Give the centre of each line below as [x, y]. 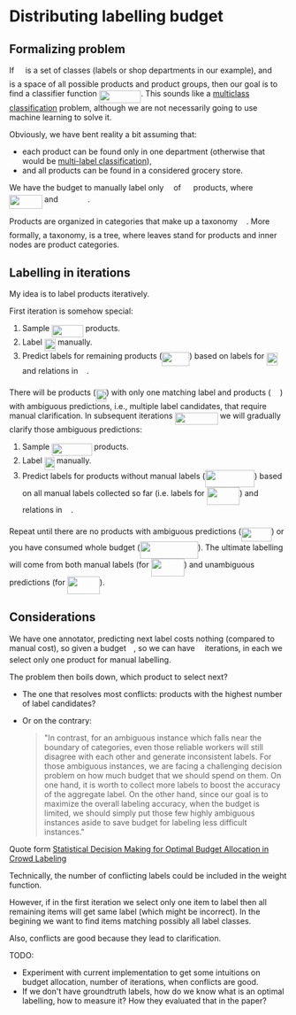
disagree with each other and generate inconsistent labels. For [158, 756]
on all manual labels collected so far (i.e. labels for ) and [140, 493]
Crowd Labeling [38, 858]
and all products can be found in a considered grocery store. [132, 170]
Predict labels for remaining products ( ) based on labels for [143, 356]
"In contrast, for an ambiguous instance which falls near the [153, 738]
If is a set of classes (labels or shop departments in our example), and [140, 70]
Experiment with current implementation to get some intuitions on [141, 972]
